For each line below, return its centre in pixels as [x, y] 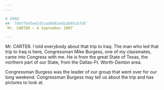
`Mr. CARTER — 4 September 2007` [40, 28]
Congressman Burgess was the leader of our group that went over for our [81, 72]
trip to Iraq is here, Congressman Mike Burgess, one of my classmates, [78, 52]
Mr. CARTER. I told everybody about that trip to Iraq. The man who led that [82, 46]
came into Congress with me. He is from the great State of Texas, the [76, 57]
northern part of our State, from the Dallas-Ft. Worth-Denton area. [73, 62]
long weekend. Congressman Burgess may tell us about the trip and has [79, 77]
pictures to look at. [25, 83]
